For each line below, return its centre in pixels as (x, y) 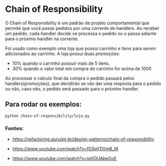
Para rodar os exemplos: (43, 105)
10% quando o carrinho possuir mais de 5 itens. (61, 63)
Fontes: (14, 128)
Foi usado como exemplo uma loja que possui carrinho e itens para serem (81, 48)
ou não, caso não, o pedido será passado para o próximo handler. (72, 88)
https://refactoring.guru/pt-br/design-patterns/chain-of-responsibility (83, 139)
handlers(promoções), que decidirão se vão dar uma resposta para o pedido (83, 83)
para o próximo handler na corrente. (42, 39)
